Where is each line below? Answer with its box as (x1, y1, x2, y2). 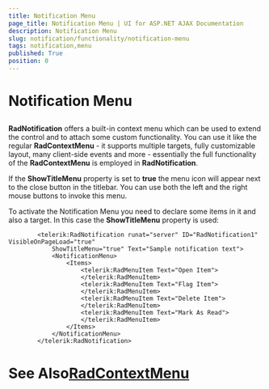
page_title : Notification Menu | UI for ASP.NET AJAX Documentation (8, 19, 244, 27)
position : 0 (8, 57, 48, 66)
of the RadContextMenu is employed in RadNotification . (8, 159, 199, 168)
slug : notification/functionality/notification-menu (8, 34, 190, 43)
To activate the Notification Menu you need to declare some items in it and (8, 207, 256, 217)
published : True (8, 49, 63, 57)
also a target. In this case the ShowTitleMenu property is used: (8, 215, 220, 225)
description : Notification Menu (8, 27, 117, 35)
